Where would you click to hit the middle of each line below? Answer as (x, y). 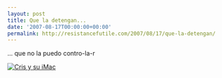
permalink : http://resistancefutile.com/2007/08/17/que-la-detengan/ (112, 33)
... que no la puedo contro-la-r (51, 53)
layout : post (26, 14)
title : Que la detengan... (47, 20)
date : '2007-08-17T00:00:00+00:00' (60, 27)
